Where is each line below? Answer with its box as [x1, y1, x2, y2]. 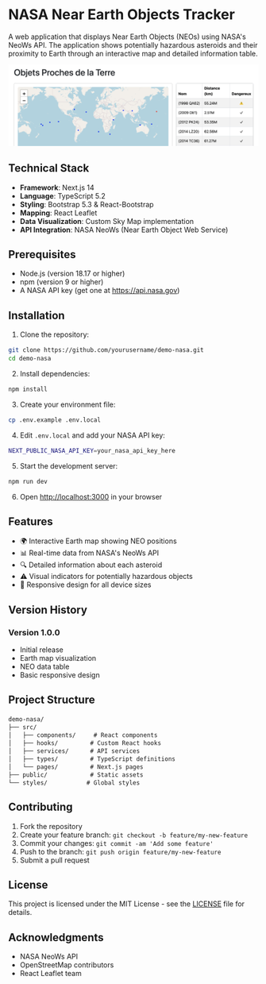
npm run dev [8, 477, 48, 485]
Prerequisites [8, 248, 76, 261]
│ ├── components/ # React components [8, 731, 158, 739]
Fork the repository [19, 821, 83, 831]
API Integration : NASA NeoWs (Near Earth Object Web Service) [19, 225, 229, 234]
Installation [8, 308, 65, 322]
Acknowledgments [8, 931, 105, 944]
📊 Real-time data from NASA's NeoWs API [19, 548, 160, 558]
